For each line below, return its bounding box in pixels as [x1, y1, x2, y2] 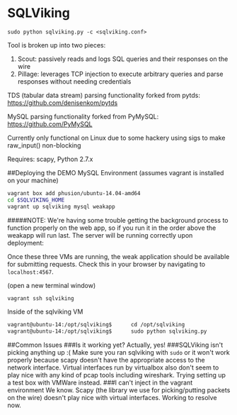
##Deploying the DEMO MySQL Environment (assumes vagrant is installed [7, 168, 224, 177]
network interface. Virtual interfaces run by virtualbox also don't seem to [7, 363, 219, 372]
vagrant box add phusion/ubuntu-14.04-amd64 [7, 189, 141, 197]
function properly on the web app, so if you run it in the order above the [7, 223, 216, 232]
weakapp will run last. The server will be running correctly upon [7, 231, 193, 239]
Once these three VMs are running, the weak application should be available [7, 252, 230, 260]
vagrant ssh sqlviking [7, 294, 74, 302]
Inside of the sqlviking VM [7, 307, 83, 316]
